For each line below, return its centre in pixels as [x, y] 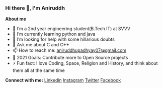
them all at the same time [38, 70]
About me [16, 19]
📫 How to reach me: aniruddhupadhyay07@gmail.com [69, 50]
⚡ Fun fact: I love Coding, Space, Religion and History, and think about [85, 63]
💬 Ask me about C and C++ [41, 45]
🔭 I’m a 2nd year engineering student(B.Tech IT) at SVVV [71, 29]
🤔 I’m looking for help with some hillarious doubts [63, 39]
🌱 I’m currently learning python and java [54, 34]
